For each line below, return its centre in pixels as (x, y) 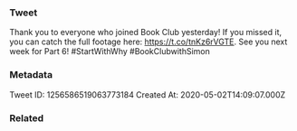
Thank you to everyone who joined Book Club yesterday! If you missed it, (146, 33)
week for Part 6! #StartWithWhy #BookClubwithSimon (110, 51)
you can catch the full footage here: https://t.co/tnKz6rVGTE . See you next (148, 42)
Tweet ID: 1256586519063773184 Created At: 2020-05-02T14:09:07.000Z (148, 94)
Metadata (31, 75)
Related (27, 117)
